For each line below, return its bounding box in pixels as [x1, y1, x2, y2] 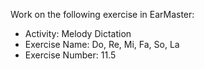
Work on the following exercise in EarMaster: [10, 9, 195, 20]
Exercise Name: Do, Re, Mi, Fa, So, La [24, 39, 180, 50]
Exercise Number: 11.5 [24, 49, 117, 61]
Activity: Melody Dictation [24, 28, 132, 39]
